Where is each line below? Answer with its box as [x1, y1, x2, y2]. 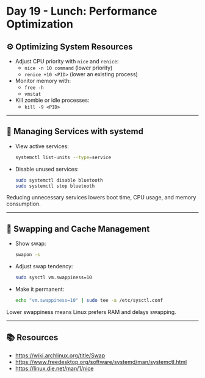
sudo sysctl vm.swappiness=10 [15, 274, 93, 281]
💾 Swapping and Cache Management [6, 224, 150, 234]
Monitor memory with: [15, 77, 71, 84]
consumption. [6, 200, 41, 208]
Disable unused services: [15, 165, 79, 173]
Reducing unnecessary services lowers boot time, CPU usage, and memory [6, 194, 196, 201]
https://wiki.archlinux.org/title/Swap [15, 352, 106, 359]
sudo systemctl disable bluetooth [15, 177, 103, 184]
